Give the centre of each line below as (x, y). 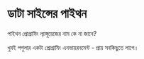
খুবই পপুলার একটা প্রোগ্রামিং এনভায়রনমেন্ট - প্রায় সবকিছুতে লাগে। (73, 47)
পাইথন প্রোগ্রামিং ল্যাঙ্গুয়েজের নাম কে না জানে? (52, 33)
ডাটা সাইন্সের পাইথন (47, 14)
